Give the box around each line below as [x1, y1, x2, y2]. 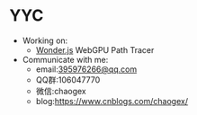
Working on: [22, 35, 68, 46]
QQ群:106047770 [35, 74, 101, 85]
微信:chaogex [35, 85, 87, 96]
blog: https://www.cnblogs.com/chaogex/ [35, 95, 189, 106]
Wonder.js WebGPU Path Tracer [35, 44, 155, 55]
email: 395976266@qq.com [35, 64, 138, 75]
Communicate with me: [22, 54, 109, 65]
